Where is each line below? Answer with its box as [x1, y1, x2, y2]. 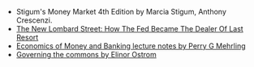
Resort [15, 32, 39, 42]
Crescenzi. [15, 15, 53, 25]
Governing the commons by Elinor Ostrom [15, 50, 157, 59]
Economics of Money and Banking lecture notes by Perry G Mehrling [15, 41, 246, 51]
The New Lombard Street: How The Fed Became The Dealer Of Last [15, 24, 243, 33]
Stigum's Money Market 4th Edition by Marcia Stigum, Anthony [15, 7, 227, 16]
